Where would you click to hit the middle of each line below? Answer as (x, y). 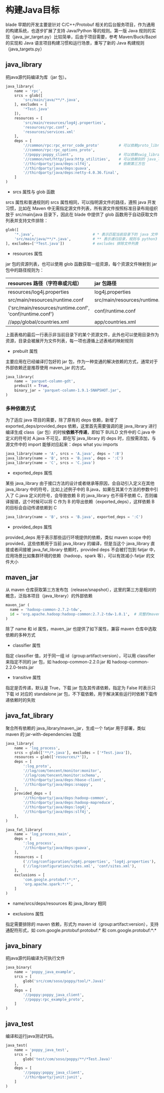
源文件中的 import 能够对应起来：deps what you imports (62, 444)
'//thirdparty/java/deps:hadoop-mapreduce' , (69, 803)
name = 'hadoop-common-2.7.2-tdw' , (46, 610)
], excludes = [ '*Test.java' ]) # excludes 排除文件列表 (72, 243)
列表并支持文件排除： (27, 220)
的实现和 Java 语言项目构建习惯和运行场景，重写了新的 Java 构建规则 (75, 43)
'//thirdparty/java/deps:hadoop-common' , (66, 798)
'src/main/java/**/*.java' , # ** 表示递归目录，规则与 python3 (86, 239)
